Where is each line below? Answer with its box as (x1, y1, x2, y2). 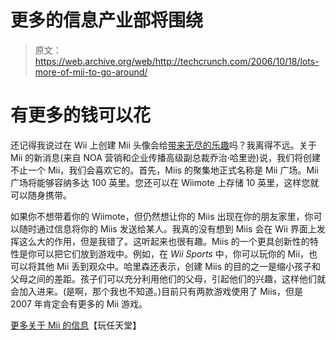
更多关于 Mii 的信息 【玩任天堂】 (10, 319, 142, 331)
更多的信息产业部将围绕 (10, 9, 204, 32)
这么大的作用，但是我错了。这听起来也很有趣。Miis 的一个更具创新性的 (18, 235, 310, 247)
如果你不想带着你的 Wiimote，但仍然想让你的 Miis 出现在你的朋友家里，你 (10, 210, 314, 222)
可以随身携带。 (10, 189, 72, 201)
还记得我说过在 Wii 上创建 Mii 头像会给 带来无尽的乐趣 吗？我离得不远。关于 (10, 139, 317, 151)
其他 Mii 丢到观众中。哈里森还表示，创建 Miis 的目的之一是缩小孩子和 (36, 260, 321, 272)
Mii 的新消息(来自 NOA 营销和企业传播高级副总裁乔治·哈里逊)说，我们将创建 (10, 151, 321, 163)
